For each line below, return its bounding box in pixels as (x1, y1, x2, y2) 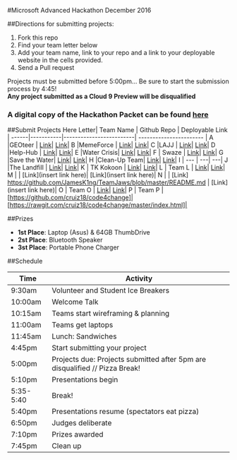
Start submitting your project (51, 343, 147, 353)
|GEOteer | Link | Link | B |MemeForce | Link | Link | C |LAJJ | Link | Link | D (7, 141, 216, 149)
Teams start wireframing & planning (51, 309, 170, 319)
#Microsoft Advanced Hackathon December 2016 (7, 6, 152, 14)
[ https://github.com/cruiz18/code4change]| (7, 194, 134, 202)
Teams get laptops (51, 320, 114, 330)
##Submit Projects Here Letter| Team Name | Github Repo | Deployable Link (7, 126, 228, 134)
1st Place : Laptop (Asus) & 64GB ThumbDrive (17, 228, 150, 237)
